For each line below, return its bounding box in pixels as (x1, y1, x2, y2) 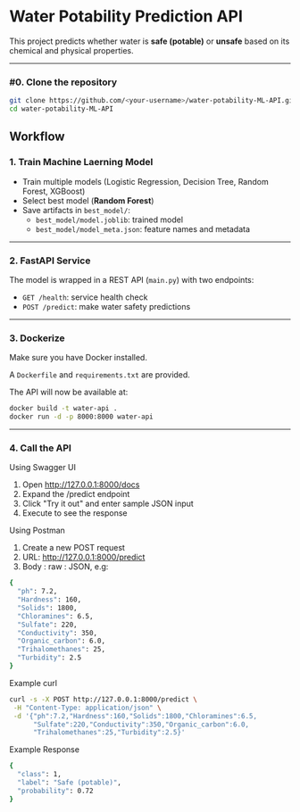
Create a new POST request (21, 543, 125, 553)
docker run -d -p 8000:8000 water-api (9, 412, 154, 421)
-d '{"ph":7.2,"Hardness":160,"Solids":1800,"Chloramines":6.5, (12, 711, 257, 720)
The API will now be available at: (9, 386, 129, 398)
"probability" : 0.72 (17, 786, 94, 795)
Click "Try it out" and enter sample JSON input (21, 498, 194, 510)
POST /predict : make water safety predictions (21, 301, 191, 311)
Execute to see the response (21, 508, 128, 518)
